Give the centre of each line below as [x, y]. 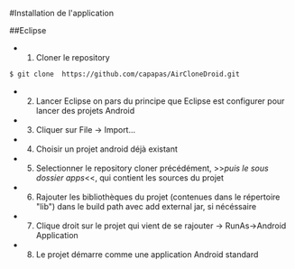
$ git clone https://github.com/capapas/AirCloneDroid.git [125, 74]
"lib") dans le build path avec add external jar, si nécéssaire [146, 206]
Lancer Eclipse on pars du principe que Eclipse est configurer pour [160, 101]
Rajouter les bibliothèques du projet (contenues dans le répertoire [158, 197]
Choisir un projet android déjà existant [107, 149]
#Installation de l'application [62, 13]
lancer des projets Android [85, 110]
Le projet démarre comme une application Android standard [147, 254]
